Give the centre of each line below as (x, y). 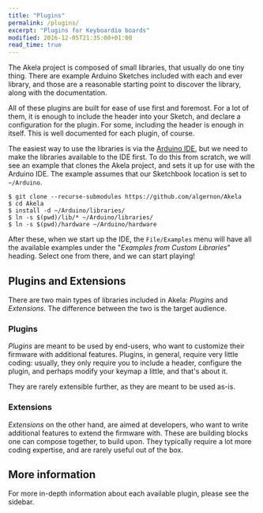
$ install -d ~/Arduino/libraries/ (67, 211)
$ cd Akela (26, 204)
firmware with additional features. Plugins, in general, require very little (123, 355)
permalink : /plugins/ (44, 23)
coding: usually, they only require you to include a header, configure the (125, 363)
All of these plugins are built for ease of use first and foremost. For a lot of (129, 108)
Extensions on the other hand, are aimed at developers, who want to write (128, 424)
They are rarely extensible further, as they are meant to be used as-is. (122, 387)
